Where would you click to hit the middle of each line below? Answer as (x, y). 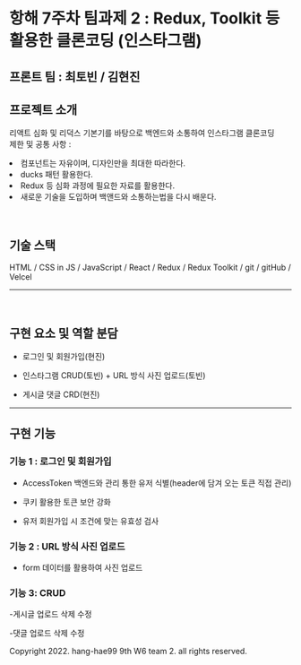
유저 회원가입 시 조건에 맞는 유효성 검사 (90, 521)
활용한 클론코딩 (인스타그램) (106, 41)
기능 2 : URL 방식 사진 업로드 (67, 546)
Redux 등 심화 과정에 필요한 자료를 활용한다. (98, 186)
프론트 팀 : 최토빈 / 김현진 (75, 77)
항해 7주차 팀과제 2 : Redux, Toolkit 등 (145, 18)
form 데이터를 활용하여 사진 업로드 (82, 567)
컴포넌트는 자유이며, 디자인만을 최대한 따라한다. (103, 163)
